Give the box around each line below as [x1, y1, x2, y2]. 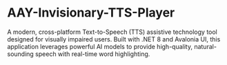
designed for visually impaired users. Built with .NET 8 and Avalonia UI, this [7, 35, 221, 43]
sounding [7, 50, 34, 58]
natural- [194, 42, 217, 50]
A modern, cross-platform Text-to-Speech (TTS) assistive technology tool [7, 28, 217, 36]
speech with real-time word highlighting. [35, 50, 150, 58]
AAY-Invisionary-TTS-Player [7, 5, 175, 21]
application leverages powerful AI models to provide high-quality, [7, 42, 193, 50]
